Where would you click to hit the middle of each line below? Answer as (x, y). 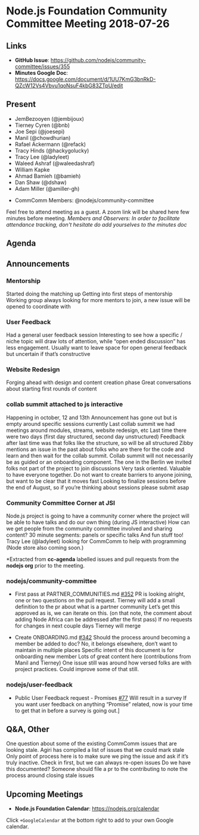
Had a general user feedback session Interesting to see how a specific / (94, 335)
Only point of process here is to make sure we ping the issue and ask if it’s (97, 756)
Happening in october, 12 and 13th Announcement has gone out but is (92, 417)
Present (21, 104)
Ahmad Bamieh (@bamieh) (48, 176)
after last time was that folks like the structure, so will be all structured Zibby (100, 443)
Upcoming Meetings (45, 794)
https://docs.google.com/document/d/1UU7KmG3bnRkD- (85, 79)
